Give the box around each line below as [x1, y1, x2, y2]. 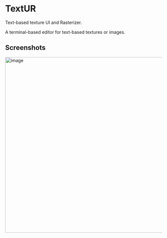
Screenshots [5, 43, 46, 52]
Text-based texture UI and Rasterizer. [5, 19, 82, 25]
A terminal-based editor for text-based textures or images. [5, 29, 126, 35]
